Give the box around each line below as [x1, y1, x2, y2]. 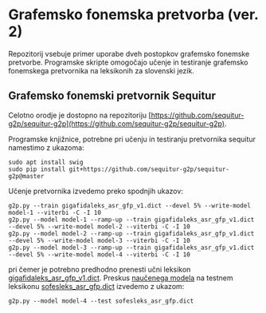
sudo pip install [8, 165, 66, 173]
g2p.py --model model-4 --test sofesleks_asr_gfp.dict [8, 297, 194, 305]
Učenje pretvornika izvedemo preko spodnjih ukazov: [8, 186, 183, 196]
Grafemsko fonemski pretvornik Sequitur [8, 89, 217, 103]
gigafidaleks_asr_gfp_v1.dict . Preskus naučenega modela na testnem [8, 273, 233, 283]
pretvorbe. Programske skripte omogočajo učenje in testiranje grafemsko [8, 57, 248, 67]
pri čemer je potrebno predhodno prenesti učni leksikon [8, 264, 191, 274]
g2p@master [8, 172, 45, 180]
